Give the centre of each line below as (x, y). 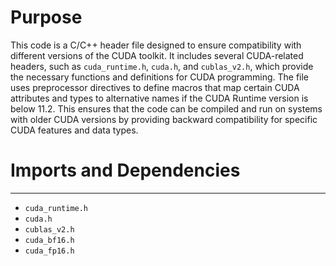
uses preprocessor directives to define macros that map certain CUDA (155, 87)
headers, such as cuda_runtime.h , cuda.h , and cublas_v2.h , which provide (162, 66)
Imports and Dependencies (125, 170)
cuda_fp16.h (49, 251)
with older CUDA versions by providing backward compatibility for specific (164, 119)
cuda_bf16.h (49, 240)
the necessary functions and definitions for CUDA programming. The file (160, 77)
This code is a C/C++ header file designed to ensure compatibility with (156, 45)
